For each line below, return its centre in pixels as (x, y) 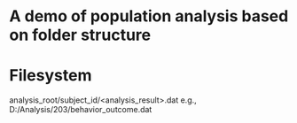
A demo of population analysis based (149, 16)
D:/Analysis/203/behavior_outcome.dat (81, 110)
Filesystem (51, 76)
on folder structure (80, 35)
